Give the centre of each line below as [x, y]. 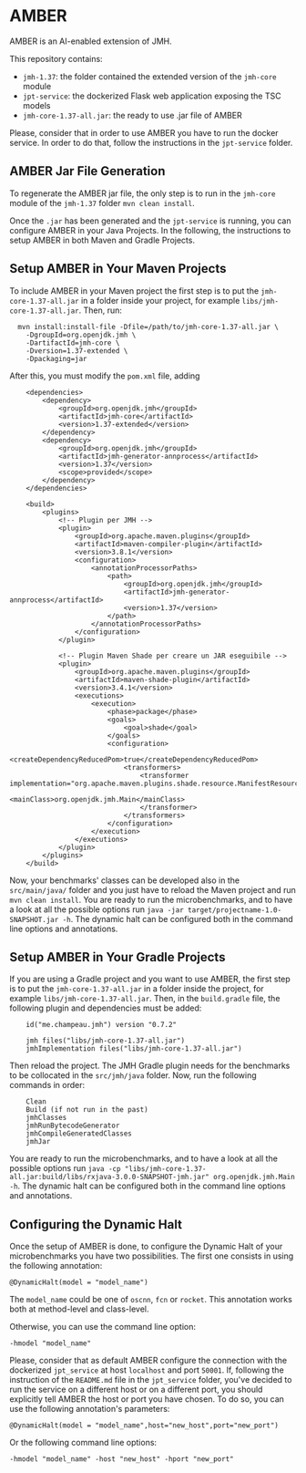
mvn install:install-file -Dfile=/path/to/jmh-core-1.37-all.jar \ [148, 327]
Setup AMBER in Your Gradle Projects [117, 957]
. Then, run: [101, 310]
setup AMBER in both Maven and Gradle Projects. [102, 240]
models [36, 105]
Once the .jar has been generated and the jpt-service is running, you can [150, 221]
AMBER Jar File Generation [87, 171]
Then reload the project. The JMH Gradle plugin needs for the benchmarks [150, 1066]
